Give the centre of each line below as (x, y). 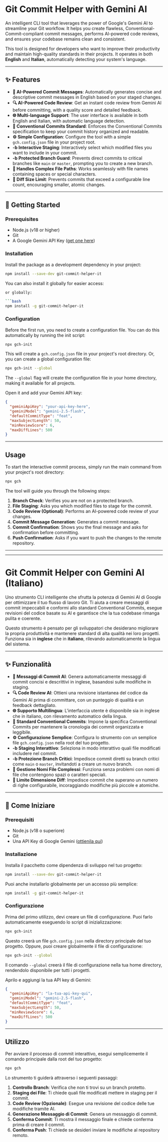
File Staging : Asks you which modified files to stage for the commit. (82, 505)
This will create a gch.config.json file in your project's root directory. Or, (80, 354)
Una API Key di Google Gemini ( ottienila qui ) (58, 841)
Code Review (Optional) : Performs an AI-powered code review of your (85, 511)
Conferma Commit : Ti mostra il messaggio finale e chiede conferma (83, 1119)
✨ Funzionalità (28, 664)
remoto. (20, 1135)
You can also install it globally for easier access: (54, 283)
